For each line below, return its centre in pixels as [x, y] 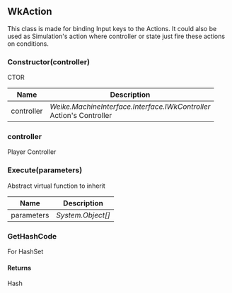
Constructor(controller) [49, 61]
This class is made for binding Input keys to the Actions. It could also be [112, 28]
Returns [19, 268]
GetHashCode [32, 236]
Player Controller [32, 152]
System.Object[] [83, 215]
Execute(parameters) [45, 170]
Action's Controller [81, 116]
